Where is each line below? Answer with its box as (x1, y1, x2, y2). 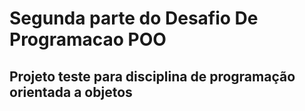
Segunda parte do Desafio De (9, 7, 259, 30)
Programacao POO (9, 28, 167, 51)
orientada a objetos (9, 83, 133, 101)
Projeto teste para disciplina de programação (9, 68, 296, 85)
